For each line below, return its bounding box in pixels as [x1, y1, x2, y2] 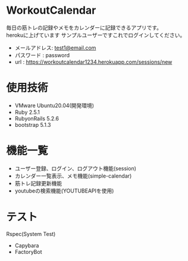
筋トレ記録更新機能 [14, 179, 62, 187]
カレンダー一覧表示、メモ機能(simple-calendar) [14, 172, 132, 179]
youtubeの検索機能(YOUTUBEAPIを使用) [14, 187, 114, 194]
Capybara [14, 242, 39, 249]
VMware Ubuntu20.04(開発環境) [14, 102, 94, 109]
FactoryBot [14, 248, 42, 255]
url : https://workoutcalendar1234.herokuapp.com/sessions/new [14, 58, 173, 66]
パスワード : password [14, 51, 70, 58]
